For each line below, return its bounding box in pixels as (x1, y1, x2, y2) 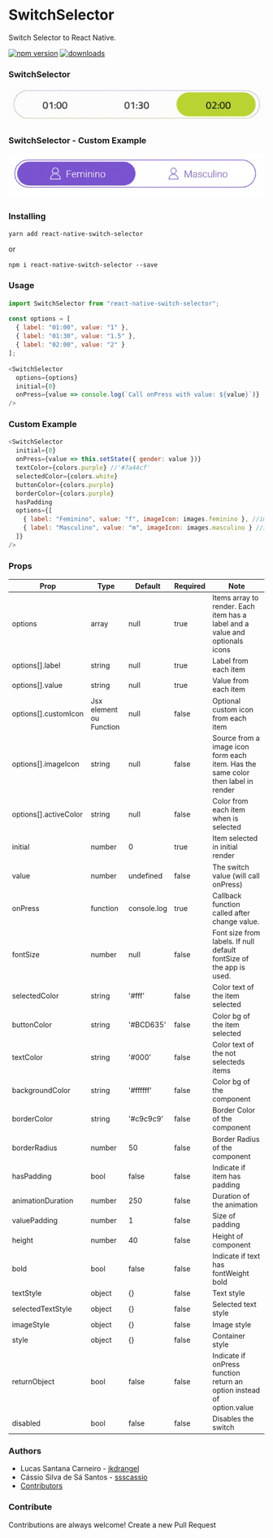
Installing (8, 210, 46, 221)
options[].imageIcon (11, 759, 80, 769)
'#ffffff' (128, 1086, 152, 1096)
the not (212, 1048, 236, 1058)
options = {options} (15, 373, 79, 381)
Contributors (19, 1481, 63, 1491)
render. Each (212, 601, 256, 611)
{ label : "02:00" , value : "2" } (15, 341, 126, 349)
